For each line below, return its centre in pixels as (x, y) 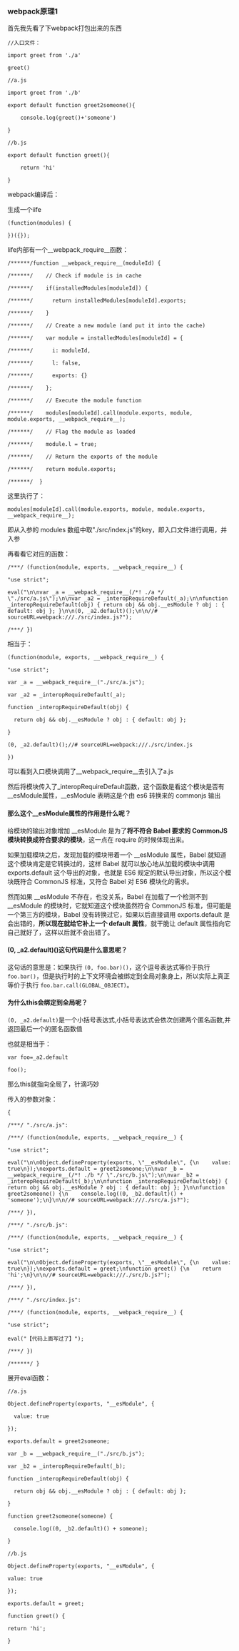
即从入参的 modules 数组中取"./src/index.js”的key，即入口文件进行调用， (114, 530)
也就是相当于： (29, 1044)
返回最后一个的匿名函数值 (45, 1028)
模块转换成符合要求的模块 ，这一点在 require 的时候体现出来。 (98, 839)
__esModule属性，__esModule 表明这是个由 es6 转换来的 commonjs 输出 (114, 796)
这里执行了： (26, 496)
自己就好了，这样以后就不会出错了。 (61, 932)
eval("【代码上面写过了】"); (46, 1338)
